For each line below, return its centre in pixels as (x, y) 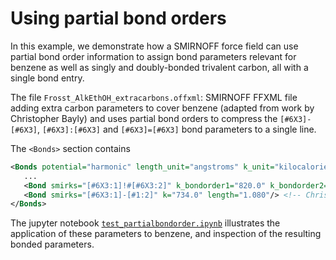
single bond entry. (47, 78)
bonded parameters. (52, 244)
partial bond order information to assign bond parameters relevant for (153, 56)
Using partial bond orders (118, 18)
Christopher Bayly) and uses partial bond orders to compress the (144, 118)
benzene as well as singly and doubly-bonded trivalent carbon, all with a (159, 67)
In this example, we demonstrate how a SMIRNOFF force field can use (154, 46)
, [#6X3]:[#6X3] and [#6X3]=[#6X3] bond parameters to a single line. (176, 129)
